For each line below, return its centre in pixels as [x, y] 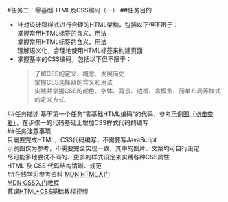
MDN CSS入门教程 [33, 183]
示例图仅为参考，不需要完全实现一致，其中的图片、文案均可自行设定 [103, 148]
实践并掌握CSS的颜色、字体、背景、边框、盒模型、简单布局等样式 [127, 91]
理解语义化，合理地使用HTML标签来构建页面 [80, 50]
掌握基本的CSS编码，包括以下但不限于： [74, 59]
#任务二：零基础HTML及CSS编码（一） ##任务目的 [80, 10]
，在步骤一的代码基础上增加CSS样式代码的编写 [82, 123]
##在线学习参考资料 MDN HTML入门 [58, 174]
